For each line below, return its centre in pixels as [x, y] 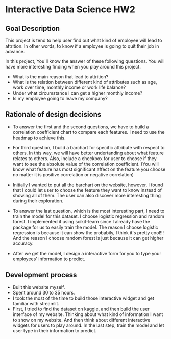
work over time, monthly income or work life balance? [69, 87]
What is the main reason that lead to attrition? [60, 77]
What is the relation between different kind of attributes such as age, [85, 82]
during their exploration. [38, 201]
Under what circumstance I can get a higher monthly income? [78, 93]
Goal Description [33, 28]
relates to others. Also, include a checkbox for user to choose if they [84, 158]
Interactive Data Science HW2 [70, 9]
